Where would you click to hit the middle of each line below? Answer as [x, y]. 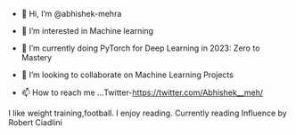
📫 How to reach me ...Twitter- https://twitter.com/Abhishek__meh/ [142, 92]
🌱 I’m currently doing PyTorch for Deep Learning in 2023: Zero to [140, 48]
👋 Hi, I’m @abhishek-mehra [71, 14]
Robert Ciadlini [36, 123]
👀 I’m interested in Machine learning [87, 31]
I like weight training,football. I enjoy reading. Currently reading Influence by [148, 113]
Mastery [37, 57]
